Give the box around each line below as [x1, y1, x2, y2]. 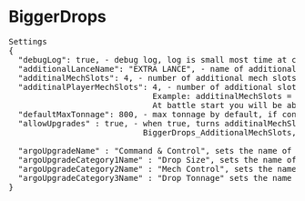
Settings [8, 36, 47, 46]
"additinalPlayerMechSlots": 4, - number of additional [17, 82, 273, 92]
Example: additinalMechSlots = [152, 91, 292, 101]
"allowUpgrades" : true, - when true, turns [17, 118, 220, 128]
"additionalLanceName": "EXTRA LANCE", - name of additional [17, 64, 297, 74]
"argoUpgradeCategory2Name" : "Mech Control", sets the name [17, 164, 297, 174]
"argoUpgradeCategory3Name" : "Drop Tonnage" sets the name [17, 173, 292, 183]
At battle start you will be [152, 100, 283, 110]
